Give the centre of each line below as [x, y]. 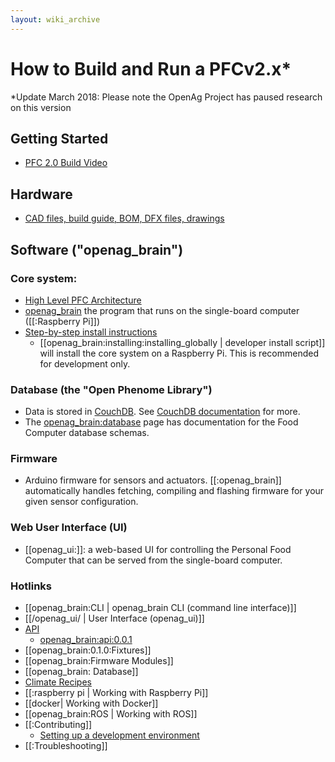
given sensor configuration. [81, 502]
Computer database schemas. [87, 433]
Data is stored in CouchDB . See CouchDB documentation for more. [162, 412]
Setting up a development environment [119, 735]
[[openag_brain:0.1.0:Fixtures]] [88, 650]
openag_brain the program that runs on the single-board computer [162, 310]
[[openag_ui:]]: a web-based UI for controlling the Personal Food [158, 549]
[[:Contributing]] [58, 725]
